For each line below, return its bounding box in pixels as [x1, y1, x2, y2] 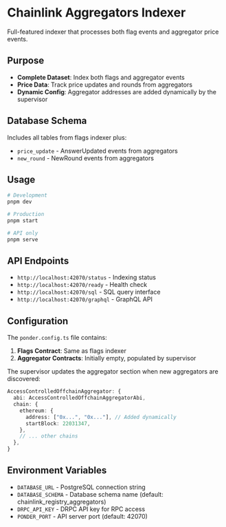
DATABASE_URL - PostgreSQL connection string [16, 483, 146, 491]
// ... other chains [19, 433, 78, 440]
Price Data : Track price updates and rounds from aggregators [16, 80, 193, 89]
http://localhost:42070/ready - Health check [16, 281, 148, 289]
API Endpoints [7, 255, 69, 267]
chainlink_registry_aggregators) [16, 497, 106, 506]
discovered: [7, 375, 41, 383]
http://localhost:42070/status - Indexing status [16, 273, 157, 281]
